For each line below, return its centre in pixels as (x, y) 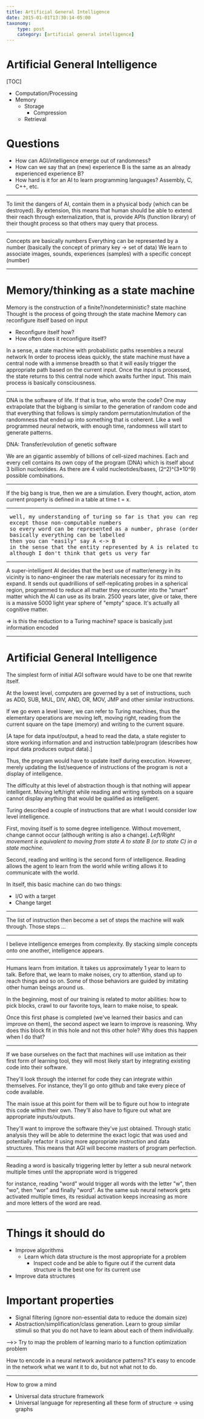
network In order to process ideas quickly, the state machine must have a (98, 357)
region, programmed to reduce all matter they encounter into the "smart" (97, 590)
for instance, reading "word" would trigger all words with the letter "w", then (101, 1184)
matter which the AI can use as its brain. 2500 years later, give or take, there (102, 596)
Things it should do (56, 1233)
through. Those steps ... (36, 926)
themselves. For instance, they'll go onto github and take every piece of (96, 1085)
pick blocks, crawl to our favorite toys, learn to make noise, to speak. (93, 1005)
